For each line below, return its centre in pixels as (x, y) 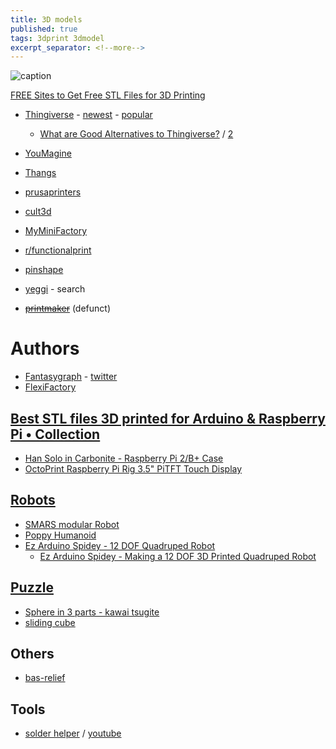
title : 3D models (46, 19)
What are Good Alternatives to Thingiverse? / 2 (136, 134)
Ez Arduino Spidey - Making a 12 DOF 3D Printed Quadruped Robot (178, 556)
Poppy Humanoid (60, 535)
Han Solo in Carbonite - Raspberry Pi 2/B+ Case (124, 458)
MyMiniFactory (56, 231)
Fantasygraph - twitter (71, 377)
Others (32, 654)
